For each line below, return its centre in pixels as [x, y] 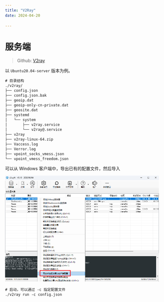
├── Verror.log [20, 149]
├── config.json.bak [26, 96]
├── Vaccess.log [21, 144]
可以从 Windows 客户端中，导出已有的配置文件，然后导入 [63, 169]
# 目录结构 [15, 81]
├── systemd [17, 115]
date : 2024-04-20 [23, 15]
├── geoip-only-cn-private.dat [37, 105]
